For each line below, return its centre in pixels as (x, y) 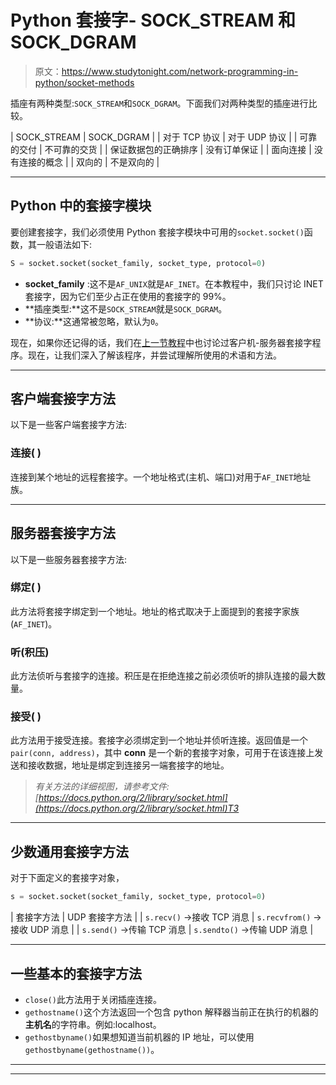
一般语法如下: (64, 244)
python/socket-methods (84, 82)
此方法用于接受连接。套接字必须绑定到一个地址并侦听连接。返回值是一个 (159, 740)
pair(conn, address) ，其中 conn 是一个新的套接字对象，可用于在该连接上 (162, 753)
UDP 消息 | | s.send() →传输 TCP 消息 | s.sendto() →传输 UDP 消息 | (171, 930)
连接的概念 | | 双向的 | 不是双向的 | (89, 162)
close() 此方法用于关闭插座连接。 (93, 999)
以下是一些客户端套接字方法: (69, 425)
